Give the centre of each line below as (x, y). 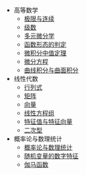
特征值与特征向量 (48, 121)
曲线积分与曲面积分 (51, 70)
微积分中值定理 (45, 53)
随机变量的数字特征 (51, 156)
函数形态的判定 (45, 44)
